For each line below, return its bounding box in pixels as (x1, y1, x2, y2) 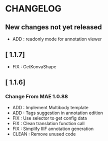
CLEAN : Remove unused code (12, 131, 76, 137)
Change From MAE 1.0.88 (5, 93, 68, 100)
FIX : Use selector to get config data (12, 115, 87, 121)
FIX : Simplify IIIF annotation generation (12, 126, 94, 132)
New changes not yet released (5, 23, 102, 31)
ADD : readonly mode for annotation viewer (12, 36, 102, 42)
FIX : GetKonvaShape (12, 63, 56, 70)
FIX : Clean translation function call (12, 120, 85, 126)
